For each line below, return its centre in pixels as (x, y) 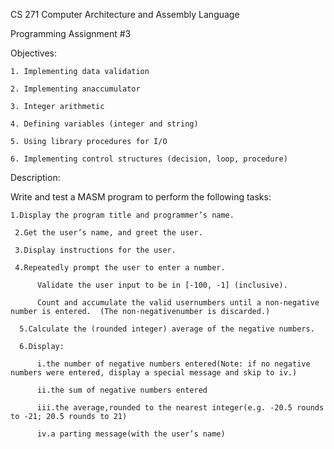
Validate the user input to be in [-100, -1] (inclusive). (162, 285)
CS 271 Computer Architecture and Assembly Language (125, 14)
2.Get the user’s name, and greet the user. (108, 233)
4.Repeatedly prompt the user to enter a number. (120, 268)
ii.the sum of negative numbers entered (122, 390)
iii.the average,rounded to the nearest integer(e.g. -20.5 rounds (180, 408)
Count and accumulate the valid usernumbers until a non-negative (178, 303)
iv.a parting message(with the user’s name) (131, 434)
